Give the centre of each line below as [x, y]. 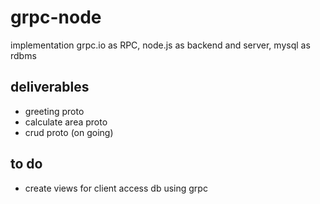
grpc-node [56, 17]
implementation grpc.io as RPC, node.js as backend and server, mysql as [160, 45]
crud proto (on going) [69, 132]
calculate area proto [66, 122]
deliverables [50, 87]
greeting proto [54, 111]
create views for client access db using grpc [116, 188]
